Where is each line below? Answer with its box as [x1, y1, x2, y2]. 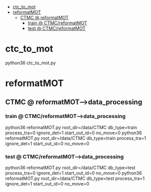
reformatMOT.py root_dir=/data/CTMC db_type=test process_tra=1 [5, 175, 145, 181]
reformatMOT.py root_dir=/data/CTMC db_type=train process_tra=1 [5, 135, 146, 141]
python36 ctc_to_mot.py [5, 60, 56, 66]
